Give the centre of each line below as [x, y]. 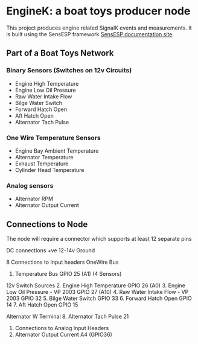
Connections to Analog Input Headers [62, 328]
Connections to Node [47, 224]
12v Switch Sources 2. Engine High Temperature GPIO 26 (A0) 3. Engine [96, 285]
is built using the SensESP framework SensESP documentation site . [90, 34]
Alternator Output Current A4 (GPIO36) [64, 335]
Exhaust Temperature [42, 164]
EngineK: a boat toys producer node [98, 11]
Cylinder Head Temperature [49, 170]
